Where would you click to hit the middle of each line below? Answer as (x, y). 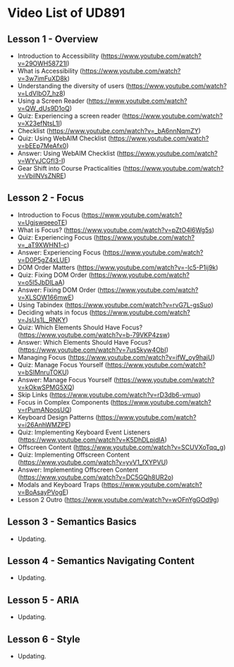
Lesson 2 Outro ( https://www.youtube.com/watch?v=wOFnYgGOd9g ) (118, 499)
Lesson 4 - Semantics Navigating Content (101, 561)
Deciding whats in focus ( (55, 312)
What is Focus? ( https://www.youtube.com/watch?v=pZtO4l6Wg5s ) (116, 230)
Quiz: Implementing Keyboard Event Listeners (84, 432)
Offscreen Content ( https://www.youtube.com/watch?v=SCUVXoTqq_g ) (122, 447)
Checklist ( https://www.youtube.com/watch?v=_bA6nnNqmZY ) (109, 131)
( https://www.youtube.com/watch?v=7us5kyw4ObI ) (93, 350)
